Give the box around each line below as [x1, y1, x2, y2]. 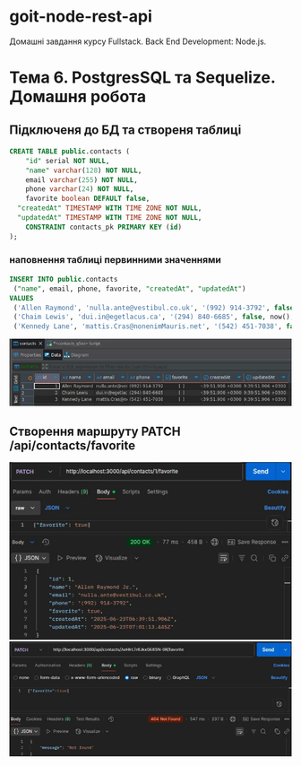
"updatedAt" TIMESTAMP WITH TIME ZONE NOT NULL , [17, 213, 202, 222]
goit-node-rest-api [9, 6, 152, 27]
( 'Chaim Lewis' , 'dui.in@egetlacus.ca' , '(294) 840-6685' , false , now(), [13, 312, 295, 322]
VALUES [9, 293, 34, 302]
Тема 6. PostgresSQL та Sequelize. [9, 67, 276, 88]
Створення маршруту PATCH [9, 423, 181, 439]
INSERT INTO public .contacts [9, 274, 118, 283]
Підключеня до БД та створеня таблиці [9, 122, 242, 137]
